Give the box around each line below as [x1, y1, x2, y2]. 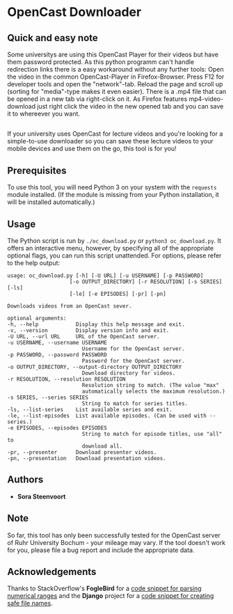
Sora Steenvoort [17, 492, 66, 501]
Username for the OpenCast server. [81, 345, 186, 352]
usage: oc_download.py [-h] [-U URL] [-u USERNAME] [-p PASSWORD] [7, 272, 204, 279]
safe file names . [7, 599, 54, 608]
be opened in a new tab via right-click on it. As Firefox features [7, 95, 188, 103]
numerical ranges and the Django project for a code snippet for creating [7, 592, 214, 600]
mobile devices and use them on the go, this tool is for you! [7, 144, 177, 153]
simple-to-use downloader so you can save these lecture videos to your [7, 137, 214, 145]
